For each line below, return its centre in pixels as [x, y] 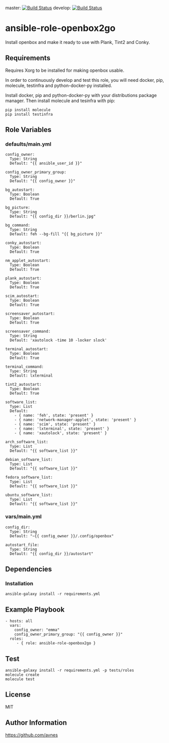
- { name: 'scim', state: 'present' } [55, 425]
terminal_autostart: [27, 349]
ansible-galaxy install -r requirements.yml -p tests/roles [70, 670]
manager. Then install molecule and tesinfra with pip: [60, 101]
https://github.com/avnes [32, 735]
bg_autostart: [20, 190]
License [18, 695]
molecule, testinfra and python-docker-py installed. [59, 85]
